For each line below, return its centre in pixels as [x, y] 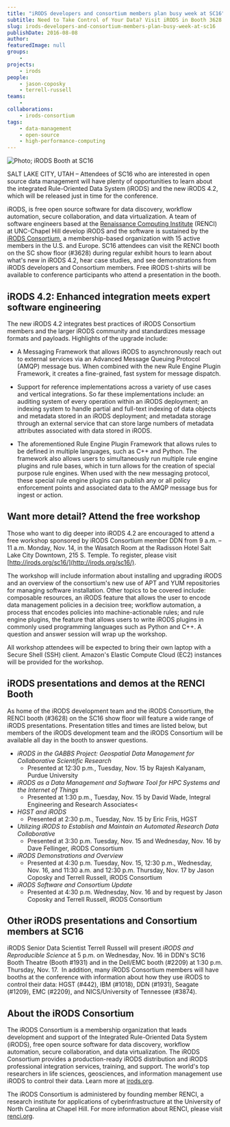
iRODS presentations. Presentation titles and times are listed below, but [107, 725]
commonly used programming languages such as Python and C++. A [104, 626]
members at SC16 [46, 931]
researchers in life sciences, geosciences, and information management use [115, 1074]
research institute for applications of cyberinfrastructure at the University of [114, 1102]
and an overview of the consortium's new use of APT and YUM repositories [114, 583]
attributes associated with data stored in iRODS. [85, 431]
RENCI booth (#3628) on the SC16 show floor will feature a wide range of [110, 718]
